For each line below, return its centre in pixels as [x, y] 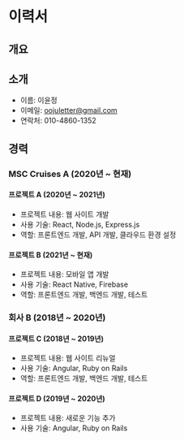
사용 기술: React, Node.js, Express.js [80, 224]
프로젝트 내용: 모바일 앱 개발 [64, 275]
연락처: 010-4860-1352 [58, 121]
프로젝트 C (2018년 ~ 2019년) [56, 339]
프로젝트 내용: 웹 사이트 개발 [64, 214]
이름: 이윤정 [39, 100]
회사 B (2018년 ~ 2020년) [57, 318]
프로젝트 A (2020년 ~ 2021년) [57, 195]
